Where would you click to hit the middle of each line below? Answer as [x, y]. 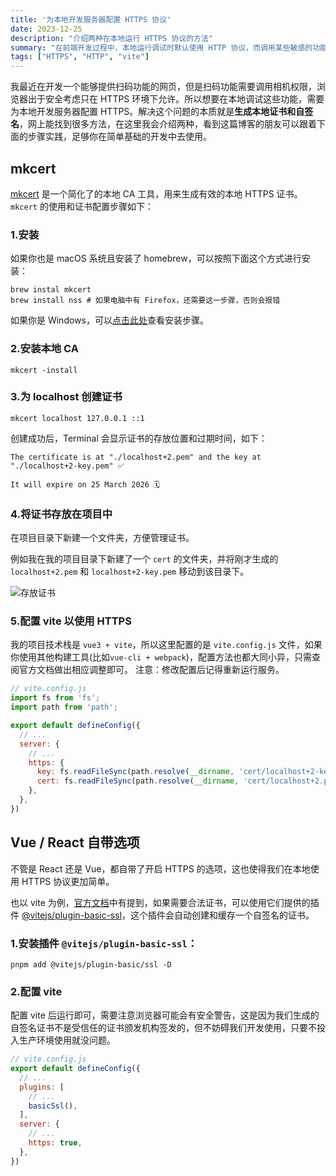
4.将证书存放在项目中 [61, 514]
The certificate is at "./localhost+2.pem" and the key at [136, 457]
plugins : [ [42, 1087]
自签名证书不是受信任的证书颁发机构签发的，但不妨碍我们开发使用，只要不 [163, 1028]
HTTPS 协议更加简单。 [68, 881]
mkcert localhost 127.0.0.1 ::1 [77, 418]
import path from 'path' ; [64, 707]
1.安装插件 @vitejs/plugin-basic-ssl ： [104, 943]
